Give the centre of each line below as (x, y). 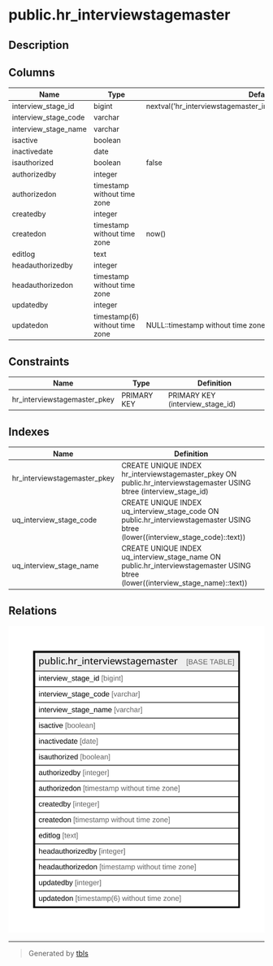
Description (39, 45)
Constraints (39, 361)
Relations (33, 611)
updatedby (30, 305)
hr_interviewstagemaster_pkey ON (179, 474)
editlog (24, 254)
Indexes (29, 431)
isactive (25, 140)
